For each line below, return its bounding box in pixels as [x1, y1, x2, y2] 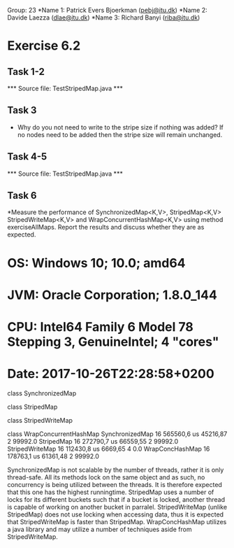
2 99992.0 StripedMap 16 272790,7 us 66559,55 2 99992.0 [7, 437, 179, 445]
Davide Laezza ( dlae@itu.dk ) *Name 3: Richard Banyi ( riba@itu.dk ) [7, 13, 200, 22]
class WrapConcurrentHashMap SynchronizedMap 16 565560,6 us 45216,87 [7, 430, 228, 438]
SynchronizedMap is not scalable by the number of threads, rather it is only [7, 465, 224, 474]
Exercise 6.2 [7, 38, 81, 54]
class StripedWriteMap [7, 416, 73, 424]
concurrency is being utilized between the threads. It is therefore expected [7, 480, 222, 489]
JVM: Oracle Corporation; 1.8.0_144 [7, 287, 218, 303]
